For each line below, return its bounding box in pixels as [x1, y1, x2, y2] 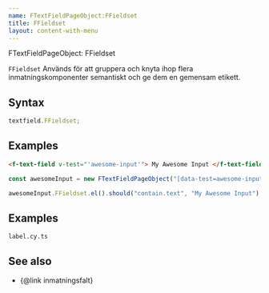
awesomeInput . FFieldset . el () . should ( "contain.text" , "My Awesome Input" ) [8, 189, 260, 197]
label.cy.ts [8, 233, 48, 241]
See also [8, 254, 52, 268]
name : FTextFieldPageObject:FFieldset [8, 11, 138, 20]
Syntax [8, 95, 45, 109]
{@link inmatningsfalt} [19, 275, 94, 285]
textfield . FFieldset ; [8, 117, 81, 125]
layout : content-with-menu [8, 26, 98, 34]
